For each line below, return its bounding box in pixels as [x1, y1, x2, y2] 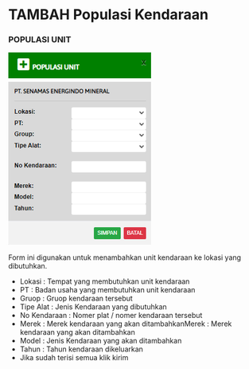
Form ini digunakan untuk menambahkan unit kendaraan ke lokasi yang [8, 253, 241, 262]
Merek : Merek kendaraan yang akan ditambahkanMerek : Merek [19, 319, 232, 328]
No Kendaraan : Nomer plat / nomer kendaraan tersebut [19, 311, 203, 320]
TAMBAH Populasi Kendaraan [8, 6, 209, 24]
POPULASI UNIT [8, 34, 72, 45]
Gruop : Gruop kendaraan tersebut [19, 293, 133, 304]
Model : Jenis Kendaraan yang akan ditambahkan [19, 336, 182, 346]
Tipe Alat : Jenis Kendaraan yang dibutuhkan [19, 302, 167, 312]
